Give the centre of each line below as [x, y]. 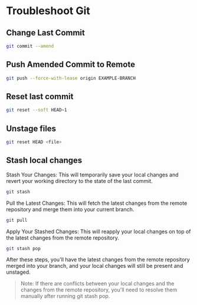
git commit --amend [30, 46]
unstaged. [18, 272]
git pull [17, 220]
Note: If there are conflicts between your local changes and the [97, 284]
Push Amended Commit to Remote [71, 65]
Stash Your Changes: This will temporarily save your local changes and [92, 175]
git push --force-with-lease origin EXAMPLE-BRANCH [71, 78]
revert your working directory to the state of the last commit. [80, 181]
